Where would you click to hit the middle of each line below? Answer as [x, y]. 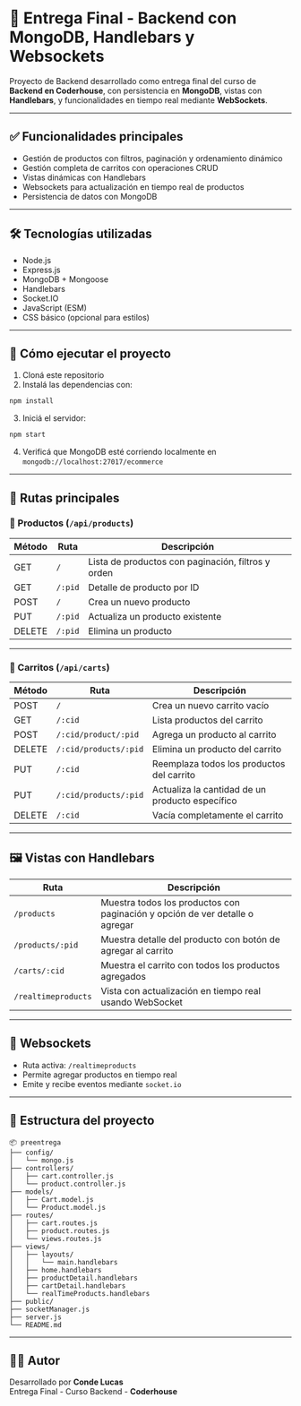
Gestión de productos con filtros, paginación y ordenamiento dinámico [152, 158]
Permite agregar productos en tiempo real [99, 1075]
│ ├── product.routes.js [60, 1230]
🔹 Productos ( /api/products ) [72, 523]
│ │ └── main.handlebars [64, 1262]
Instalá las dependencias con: [77, 385]
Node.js [37, 260]
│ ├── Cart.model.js [52, 1199]
